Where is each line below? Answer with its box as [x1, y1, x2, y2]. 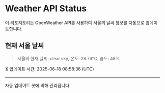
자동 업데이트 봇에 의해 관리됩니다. [5, 82, 71, 88]
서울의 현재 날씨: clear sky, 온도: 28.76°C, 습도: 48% [17, 55, 120, 61]
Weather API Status [5, 3, 87, 14]
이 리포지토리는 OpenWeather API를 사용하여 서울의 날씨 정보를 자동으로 [5, 20, 145, 25]
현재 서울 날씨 [5, 42, 44, 50]
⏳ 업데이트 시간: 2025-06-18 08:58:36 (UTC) [5, 66, 94, 71]
